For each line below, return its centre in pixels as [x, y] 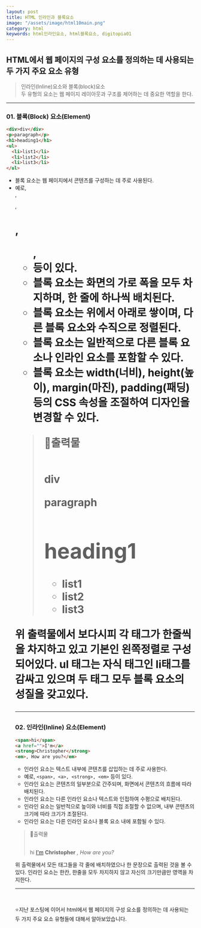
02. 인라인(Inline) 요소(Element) [60, 728]
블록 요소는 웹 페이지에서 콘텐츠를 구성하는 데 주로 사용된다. [84, 181]
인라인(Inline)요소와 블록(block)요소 [63, 86]
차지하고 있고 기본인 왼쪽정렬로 [98, 649]
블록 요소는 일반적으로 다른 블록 [105, 343]
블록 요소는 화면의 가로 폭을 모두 [106, 283]
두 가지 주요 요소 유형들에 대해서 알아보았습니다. [71, 919]
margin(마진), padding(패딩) [121, 388]
